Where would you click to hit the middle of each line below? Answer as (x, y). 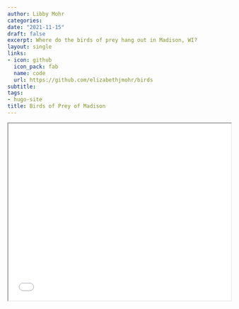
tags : (15, 93)
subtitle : (22, 86)
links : (17, 54)
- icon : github (30, 60)
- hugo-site (25, 100)
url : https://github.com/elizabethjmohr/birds (83, 80)
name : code (30, 73)
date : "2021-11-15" (36, 27)
